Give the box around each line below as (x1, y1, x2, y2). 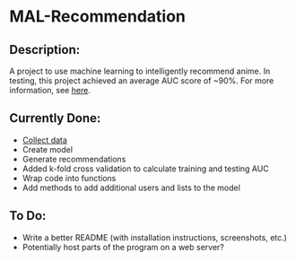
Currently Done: (9, 110, 101, 126)
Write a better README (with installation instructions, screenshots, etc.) (22, 231, 287, 243)
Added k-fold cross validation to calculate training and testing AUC (22, 163, 269, 174)
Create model (22, 144, 74, 154)
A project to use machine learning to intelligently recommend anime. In (9, 65, 271, 76)
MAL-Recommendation (9, 6, 187, 27)
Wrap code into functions (22, 172, 117, 183)
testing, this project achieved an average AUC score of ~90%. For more (9, 75, 274, 86)
